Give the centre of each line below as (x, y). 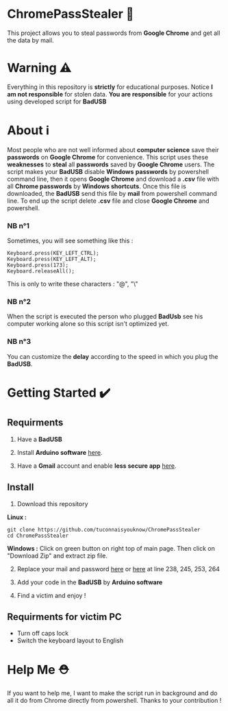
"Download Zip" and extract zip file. (58, 556)
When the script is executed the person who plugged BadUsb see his (105, 316)
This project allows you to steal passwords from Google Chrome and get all (114, 33)
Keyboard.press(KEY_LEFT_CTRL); (53, 253)
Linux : (17, 517)
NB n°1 (18, 225)
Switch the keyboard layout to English (70, 640)
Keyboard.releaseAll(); (41, 271)
